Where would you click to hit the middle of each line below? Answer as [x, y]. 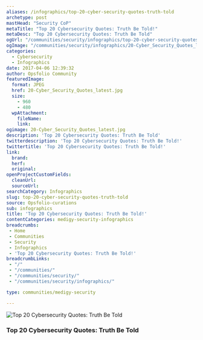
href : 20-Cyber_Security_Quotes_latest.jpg [67, 91]
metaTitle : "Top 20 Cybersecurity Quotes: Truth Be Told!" [82, 29]
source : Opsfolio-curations [42, 203]
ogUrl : [14, 40]
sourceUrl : [25, 186]
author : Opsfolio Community [42, 74]
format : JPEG [28, 85]
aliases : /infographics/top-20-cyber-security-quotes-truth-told [90, 12]
